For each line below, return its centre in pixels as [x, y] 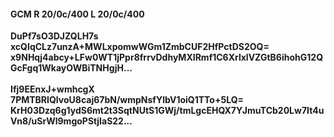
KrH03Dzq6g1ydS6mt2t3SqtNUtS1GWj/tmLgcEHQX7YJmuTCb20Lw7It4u [167, 111]
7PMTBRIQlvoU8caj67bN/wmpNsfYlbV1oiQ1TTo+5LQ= [127, 100]
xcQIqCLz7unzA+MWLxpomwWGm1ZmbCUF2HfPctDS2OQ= [140, 47]
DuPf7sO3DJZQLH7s [54, 36]
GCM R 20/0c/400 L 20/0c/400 [77, 14]
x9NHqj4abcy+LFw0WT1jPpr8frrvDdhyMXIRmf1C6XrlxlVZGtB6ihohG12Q [167, 57]
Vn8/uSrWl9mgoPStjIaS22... [71, 121]
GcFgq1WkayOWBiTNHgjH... [71, 68]
